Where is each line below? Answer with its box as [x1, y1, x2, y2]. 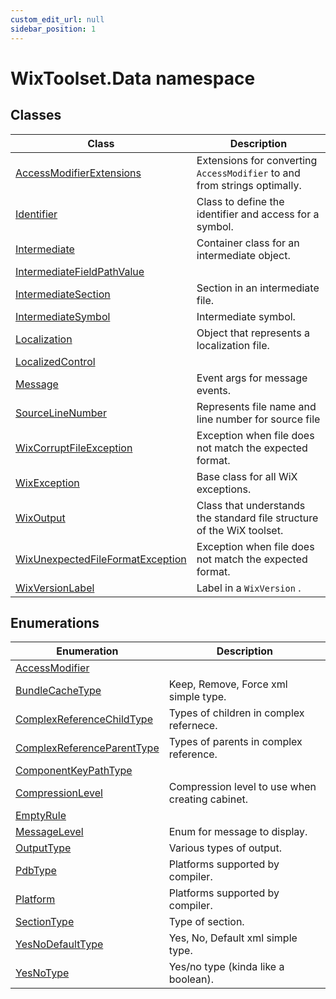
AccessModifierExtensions [15, 166, 142, 180]
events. [196, 383, 232, 397]
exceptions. [196, 482, 252, 496]
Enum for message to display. [168, 825, 308, 839]
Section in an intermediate [196, 281, 320, 295]
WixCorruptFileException [15, 441, 133, 455]
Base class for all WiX [196, 469, 298, 483]
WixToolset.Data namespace [10, 67, 256, 90]
